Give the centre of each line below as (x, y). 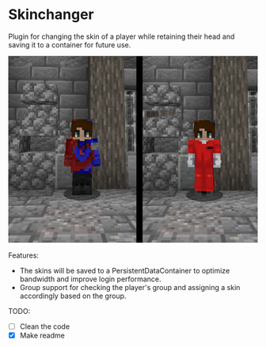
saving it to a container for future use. (70, 44)
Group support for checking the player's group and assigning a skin (130, 288)
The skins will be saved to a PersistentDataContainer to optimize (125, 271)
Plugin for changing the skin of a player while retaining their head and (122, 36)
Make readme (42, 336)
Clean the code (44, 326)
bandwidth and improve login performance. (90, 279)
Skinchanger (51, 15)
